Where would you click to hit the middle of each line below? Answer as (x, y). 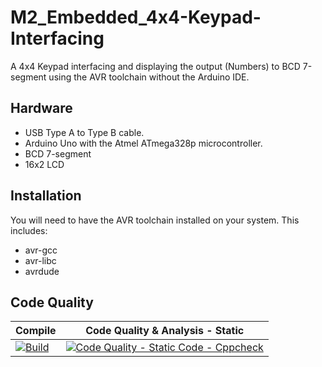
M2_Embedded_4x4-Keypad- (136, 17)
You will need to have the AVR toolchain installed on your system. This (155, 220)
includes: (29, 230)
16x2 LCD (44, 164)
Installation (46, 196)
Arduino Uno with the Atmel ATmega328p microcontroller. (143, 143)
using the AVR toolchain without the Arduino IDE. (149, 77)
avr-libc (40, 260)
